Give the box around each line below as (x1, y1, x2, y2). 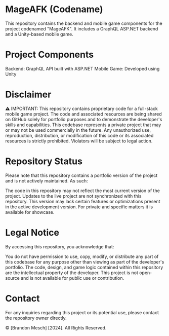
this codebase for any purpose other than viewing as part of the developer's (5, 258, 164, 265)
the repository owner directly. (5, 315, 67, 321)
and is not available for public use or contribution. (21, 275, 124, 281)
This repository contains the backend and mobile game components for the (5, 20, 163, 26)
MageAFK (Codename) (5, 4, 103, 15)
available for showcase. (5, 209, 55, 215)
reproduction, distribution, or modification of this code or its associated (5, 132, 154, 138)
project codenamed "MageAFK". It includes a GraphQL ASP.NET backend (5, 25, 158, 31)
